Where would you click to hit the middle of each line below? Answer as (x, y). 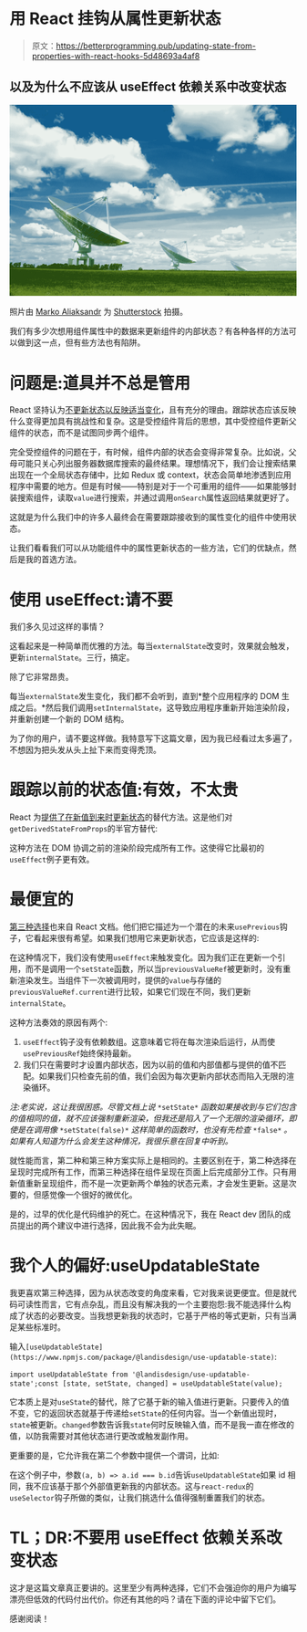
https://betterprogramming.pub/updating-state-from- (156, 46)
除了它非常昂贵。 (41, 677)
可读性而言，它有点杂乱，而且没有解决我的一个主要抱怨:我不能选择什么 (150, 1304)
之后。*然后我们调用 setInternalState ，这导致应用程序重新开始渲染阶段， (155, 707)
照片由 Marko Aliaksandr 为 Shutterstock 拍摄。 (99, 312)
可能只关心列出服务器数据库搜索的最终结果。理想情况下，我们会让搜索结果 (157, 464)
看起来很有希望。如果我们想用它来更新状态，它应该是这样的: (146, 938)
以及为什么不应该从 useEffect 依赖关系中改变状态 (148, 87)
